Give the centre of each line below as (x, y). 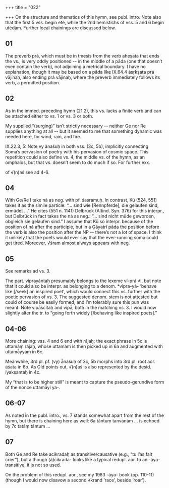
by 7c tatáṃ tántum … (28, 426)
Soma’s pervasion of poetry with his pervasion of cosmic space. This (77, 151)
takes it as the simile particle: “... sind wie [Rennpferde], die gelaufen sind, (82, 205)
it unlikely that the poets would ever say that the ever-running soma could (82, 238)
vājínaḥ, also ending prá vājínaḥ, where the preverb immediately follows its (83, 77)
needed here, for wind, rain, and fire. (43, 136)
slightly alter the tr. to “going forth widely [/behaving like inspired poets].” (81, 313)
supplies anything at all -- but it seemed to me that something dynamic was (84, 131)
